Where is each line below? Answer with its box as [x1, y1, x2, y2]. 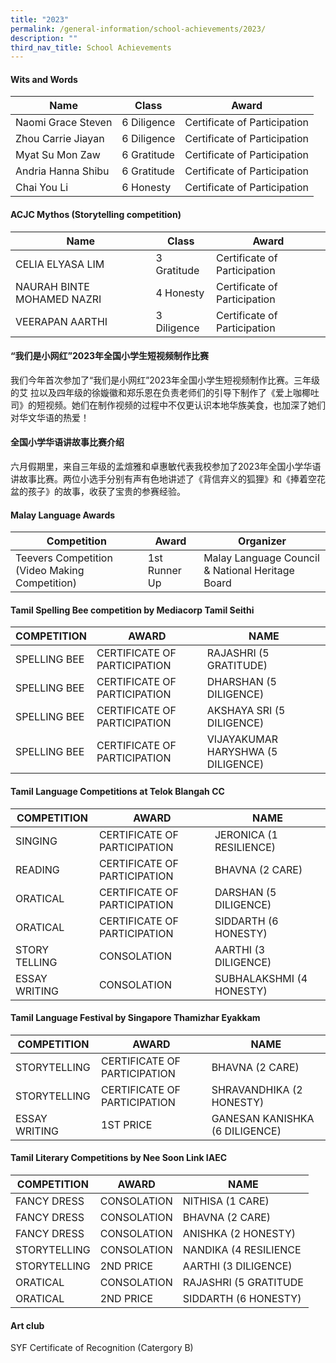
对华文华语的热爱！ [10, 411, 90, 423]
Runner [147, 564, 182, 578]
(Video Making [15, 564, 85, 578]
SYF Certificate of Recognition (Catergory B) [10, 1342, 194, 1354]
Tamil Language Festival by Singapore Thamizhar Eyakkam [10, 1012, 261, 1024]
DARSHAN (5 [214, 885, 277, 899]
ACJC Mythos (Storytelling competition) [10, 209, 182, 221]
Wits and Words [10, 73, 78, 85]
